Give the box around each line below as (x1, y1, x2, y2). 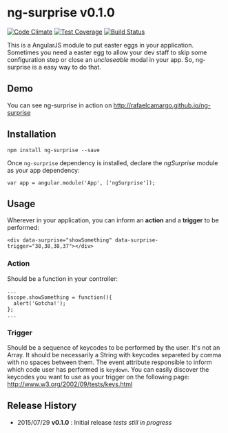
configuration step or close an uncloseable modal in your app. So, (7, 55, 194, 63)
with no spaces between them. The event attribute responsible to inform (7, 358, 212, 366)
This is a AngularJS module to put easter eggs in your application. (7, 41, 194, 49)
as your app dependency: (7, 166, 80, 174)
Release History (7, 400, 77, 412)
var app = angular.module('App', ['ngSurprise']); (7, 179, 156, 187)
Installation (7, 129, 56, 140)
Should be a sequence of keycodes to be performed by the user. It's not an (7, 343, 220, 352)
